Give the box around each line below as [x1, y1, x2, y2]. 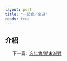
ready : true [5, 16, 30, 21]
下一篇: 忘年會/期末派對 [12, 50, 62, 56]
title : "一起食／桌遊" [5, 12, 48, 17]
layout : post [5, 7, 32, 12]
